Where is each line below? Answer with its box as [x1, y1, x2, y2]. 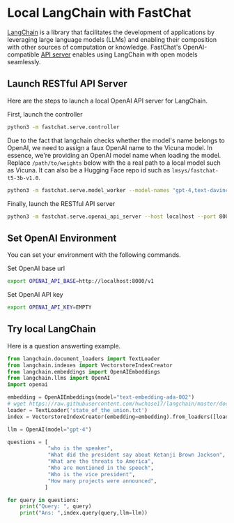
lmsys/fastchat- [171, 167, 219, 174]
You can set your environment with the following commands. [7, 251, 181, 259]
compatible [7, 50, 40, 59]
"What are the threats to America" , [47, 458, 155, 465]
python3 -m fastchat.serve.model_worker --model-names [7, 186, 170, 193]
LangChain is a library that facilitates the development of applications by [7, 28, 214, 36]
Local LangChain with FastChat [7, 5, 192, 21]
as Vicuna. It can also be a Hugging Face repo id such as [7, 165, 171, 174]
